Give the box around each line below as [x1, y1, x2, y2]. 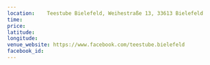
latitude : [7, 28, 36, 36]
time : [7, 16, 23, 23]
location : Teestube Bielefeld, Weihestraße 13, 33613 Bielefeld [7, 9, 204, 17]
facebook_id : [7, 48, 44, 55]
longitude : [7, 35, 38, 42]
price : [7, 22, 26, 29]
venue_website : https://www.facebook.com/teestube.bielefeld [7, 41, 185, 48]
